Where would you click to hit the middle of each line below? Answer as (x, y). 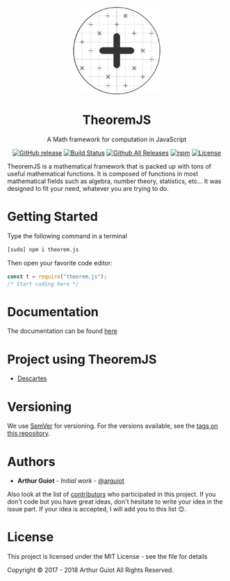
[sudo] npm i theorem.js (43, 249)
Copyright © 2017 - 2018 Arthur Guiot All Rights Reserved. (90, 570)
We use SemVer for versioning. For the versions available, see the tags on (113, 426)
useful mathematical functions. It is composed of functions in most (103, 173)
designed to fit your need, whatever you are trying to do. (88, 188)
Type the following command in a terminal (67, 235)
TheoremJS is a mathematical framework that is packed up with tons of (109, 166)
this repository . (29, 433)
